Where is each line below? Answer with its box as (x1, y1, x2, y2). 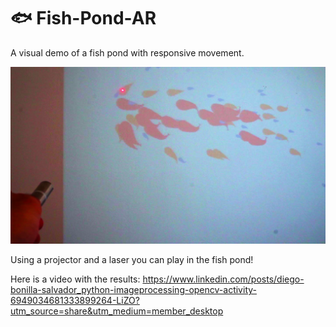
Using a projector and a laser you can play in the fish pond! (10, 254, 254, 266)
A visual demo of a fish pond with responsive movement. (10, 46, 245, 59)
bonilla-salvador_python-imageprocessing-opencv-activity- (10, 284, 257, 296)
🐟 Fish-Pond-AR (10, 7, 157, 30)
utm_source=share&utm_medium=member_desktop (10, 305, 224, 317)
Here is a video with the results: (10, 273, 141, 285)
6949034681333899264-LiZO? (10, 295, 140, 307)
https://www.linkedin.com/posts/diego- (142, 273, 305, 285)
